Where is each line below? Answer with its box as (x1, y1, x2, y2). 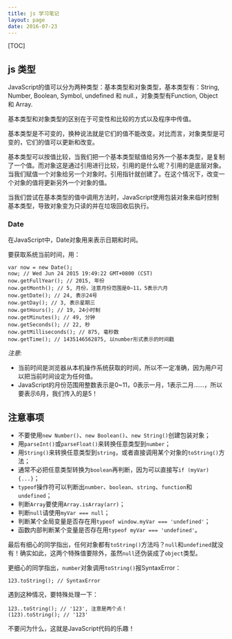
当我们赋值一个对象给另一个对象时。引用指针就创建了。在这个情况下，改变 (8, 170, 219, 178)
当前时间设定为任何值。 (30, 373, 97, 381)
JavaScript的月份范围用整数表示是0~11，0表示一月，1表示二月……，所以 (17, 381, 223, 389)
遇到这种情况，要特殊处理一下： (8, 590, 98, 599)
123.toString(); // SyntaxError (8, 578, 101, 585)
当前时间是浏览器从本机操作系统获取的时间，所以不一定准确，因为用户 (17, 364, 218, 372)
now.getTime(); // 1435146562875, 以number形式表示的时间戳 (8, 336, 175, 343)
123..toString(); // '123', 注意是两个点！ (8, 605, 127, 613)
